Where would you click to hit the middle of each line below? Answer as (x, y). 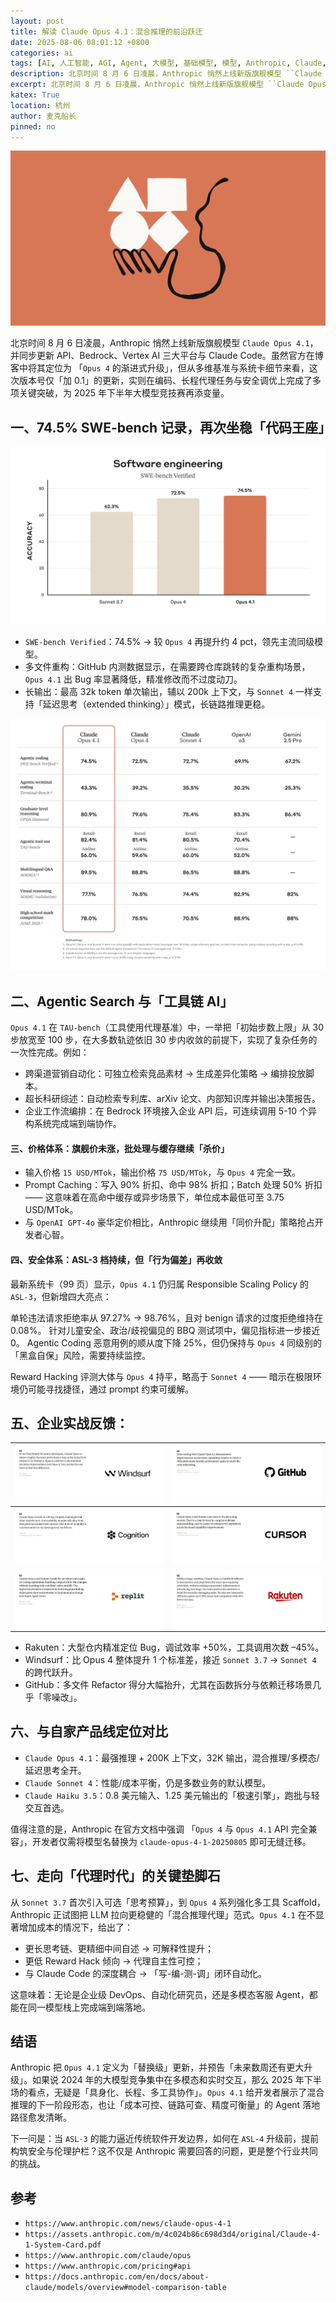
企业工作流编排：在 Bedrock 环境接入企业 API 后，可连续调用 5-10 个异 (171, 1111)
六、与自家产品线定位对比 (89, 1731)
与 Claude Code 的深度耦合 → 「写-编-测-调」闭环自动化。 (146, 1973)
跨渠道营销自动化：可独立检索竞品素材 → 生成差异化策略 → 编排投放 (165, 1074)
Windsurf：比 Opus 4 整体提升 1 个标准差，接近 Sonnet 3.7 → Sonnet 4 (170, 1659)
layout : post (37, 21)
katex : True (35, 95)
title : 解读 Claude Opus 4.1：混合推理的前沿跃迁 (106, 31)
